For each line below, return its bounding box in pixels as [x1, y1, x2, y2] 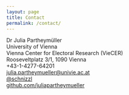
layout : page [6, 8, 40, 15]
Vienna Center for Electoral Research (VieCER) [6, 50, 124, 57]
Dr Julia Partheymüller [6, 37, 62, 44]
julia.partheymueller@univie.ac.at [6, 69, 90, 76]
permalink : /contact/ [6, 20, 61, 26]
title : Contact [6, 15, 45, 21]
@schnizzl [6, 75, 32, 82]
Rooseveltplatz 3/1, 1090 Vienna [6, 56, 86, 64]
